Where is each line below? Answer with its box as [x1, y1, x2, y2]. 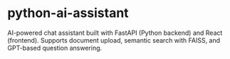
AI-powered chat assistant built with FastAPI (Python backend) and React [7, 28, 223, 37]
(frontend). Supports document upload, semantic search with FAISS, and [7, 36, 221, 44]
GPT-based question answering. [7, 43, 103, 52]
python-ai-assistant [7, 5, 130, 21]
